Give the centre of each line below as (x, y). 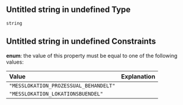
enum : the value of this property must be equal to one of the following (92, 55)
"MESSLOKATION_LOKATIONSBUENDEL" (56, 93)
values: (15, 62)
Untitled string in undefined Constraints (81, 42)
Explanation (138, 76)
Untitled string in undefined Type (68, 10)
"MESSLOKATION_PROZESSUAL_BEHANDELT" (62, 86)
